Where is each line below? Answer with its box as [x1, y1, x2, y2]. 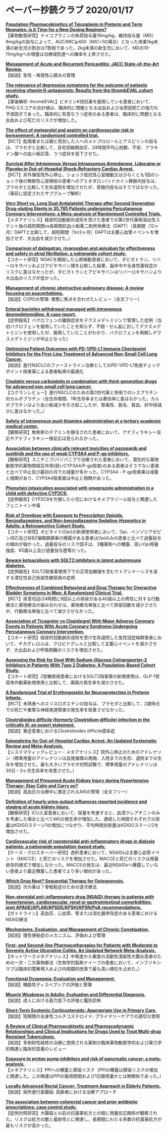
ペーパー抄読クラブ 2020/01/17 [5, 4, 134, 16]
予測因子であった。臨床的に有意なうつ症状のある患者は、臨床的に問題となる [5, 111, 162, 117]
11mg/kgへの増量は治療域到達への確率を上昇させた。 [5, 51, 113, 57]
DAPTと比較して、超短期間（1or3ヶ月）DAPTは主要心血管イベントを [14, 229, 155, 235]
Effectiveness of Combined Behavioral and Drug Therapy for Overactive [5, 584, 157, 591]
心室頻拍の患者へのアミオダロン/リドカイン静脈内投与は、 [40, 178, 159, 184]
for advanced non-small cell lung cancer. [5, 383, 92, 390]
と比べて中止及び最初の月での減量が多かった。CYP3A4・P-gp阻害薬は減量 [5, 468, 159, 474]
